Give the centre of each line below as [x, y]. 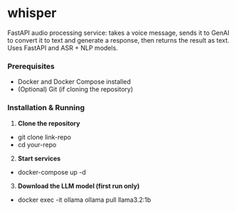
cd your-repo [37, 144]
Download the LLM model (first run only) [79, 185]
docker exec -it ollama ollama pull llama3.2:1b [84, 200]
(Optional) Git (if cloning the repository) [75, 90]
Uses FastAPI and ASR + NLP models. [63, 48]
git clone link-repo [44, 137]
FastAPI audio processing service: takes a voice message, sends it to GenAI [118, 33]
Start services [39, 158]
